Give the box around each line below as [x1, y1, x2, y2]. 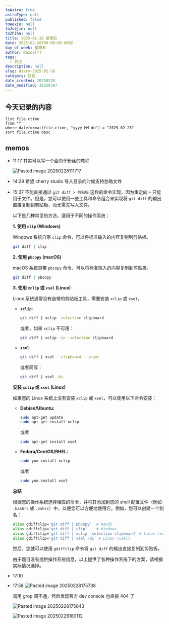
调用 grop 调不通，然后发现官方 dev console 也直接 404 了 [12, 593, 135, 599]
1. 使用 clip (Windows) [12, 224, 61, 230]
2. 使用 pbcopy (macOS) [12, 254, 62, 260]
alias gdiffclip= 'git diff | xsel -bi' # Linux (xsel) [12, 536, 131, 541]
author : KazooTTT [5, 50, 42, 55]
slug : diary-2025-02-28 [5, 69, 55, 74]
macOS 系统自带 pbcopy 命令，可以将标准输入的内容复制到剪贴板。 [12, 265, 151, 271]
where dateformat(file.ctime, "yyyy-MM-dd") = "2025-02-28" [5, 125, 135, 131]
